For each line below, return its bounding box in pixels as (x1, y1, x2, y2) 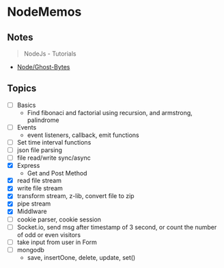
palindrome (27, 116, 59, 124)
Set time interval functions (16, 138, 92, 146)
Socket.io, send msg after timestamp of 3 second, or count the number (16, 223, 217, 231)
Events (16, 123, 37, 131)
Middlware (16, 207, 47, 216)
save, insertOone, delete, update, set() (27, 253, 136, 261)
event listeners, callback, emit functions (27, 131, 139, 139)
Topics (7, 83, 37, 95)
